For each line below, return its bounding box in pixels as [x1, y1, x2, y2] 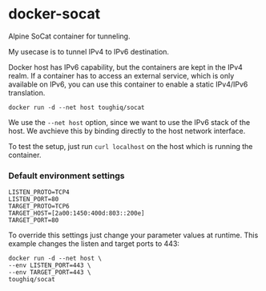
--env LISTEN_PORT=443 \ [8, 261, 91, 269]
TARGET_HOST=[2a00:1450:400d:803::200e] [8, 209, 146, 217]
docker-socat [8, 5, 101, 23]
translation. [8, 87, 46, 97]
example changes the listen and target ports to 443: [8, 239, 180, 249]
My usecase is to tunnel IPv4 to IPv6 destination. [8, 46, 170, 56]
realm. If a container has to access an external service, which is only [8, 71, 235, 80]
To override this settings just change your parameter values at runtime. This [8, 230, 259, 240]
